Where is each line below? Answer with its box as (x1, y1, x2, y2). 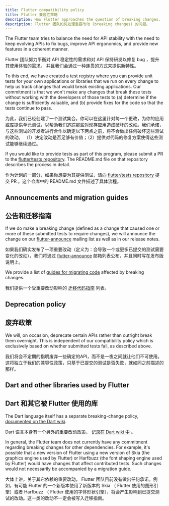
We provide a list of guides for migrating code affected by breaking (5, 269, 144, 275)
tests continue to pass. (5, 105, 53, 111)
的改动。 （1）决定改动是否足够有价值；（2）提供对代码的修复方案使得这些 (5, 134, 159, 140)
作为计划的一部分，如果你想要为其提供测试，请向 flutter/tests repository (5, 172, 154, 178)
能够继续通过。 (9, 141, 41, 147)
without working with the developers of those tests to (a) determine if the (5, 94, 157, 100)
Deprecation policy (5, 300, 66, 309)
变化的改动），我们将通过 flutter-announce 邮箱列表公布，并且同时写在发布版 (5, 253, 164, 259)
